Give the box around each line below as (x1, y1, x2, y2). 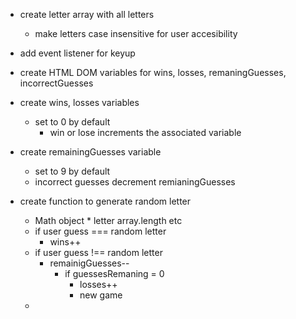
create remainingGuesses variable (19, 146, 162, 158)
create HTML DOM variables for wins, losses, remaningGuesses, (19, 67, 287, 78)
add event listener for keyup (19, 47, 136, 59)
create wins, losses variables (19, 97, 140, 108)
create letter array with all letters (19, 9, 155, 20)
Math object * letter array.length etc (34, 215, 183, 226)
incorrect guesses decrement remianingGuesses (34, 176, 236, 188)
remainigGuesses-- (49, 257, 130, 269)
